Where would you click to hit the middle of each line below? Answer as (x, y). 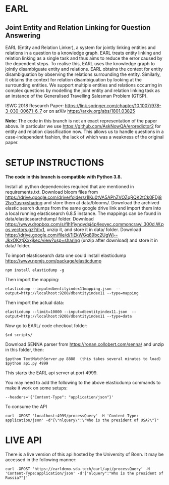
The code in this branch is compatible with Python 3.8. (64, 177)
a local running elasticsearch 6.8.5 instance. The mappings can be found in (83, 213)
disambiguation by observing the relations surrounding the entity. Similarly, (83, 74)
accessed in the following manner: (41, 459)
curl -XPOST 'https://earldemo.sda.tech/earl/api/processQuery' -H (78, 469)
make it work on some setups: (37, 388)
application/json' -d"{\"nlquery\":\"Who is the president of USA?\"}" (82, 420)
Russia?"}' (17, 478)
